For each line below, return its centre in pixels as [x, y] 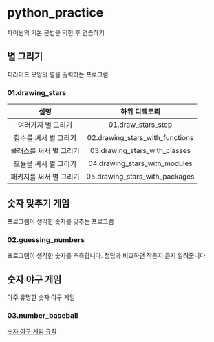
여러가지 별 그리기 [45, 125]
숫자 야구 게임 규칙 [32, 332]
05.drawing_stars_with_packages [140, 177]
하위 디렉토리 [140, 112]
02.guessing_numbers [46, 239]
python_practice [55, 13]
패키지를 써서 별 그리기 [45, 177]
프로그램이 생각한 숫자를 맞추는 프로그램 [61, 221]
